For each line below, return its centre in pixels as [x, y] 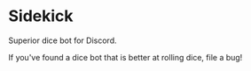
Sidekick [41, 16]
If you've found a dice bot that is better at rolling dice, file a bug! [125, 57]
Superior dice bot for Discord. [63, 40]
